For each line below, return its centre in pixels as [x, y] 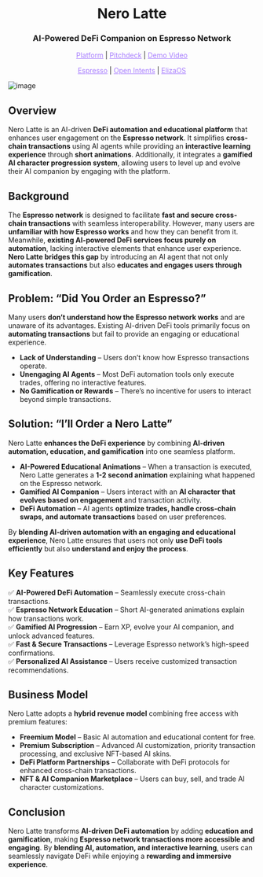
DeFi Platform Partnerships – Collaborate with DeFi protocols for [124, 762]
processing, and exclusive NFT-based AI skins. [95, 754]
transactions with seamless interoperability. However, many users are [141, 223]
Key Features [41, 574]
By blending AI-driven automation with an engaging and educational [122, 532]
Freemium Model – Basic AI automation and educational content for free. [137, 737]
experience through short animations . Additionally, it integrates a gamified [130, 155]
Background [38, 196]
